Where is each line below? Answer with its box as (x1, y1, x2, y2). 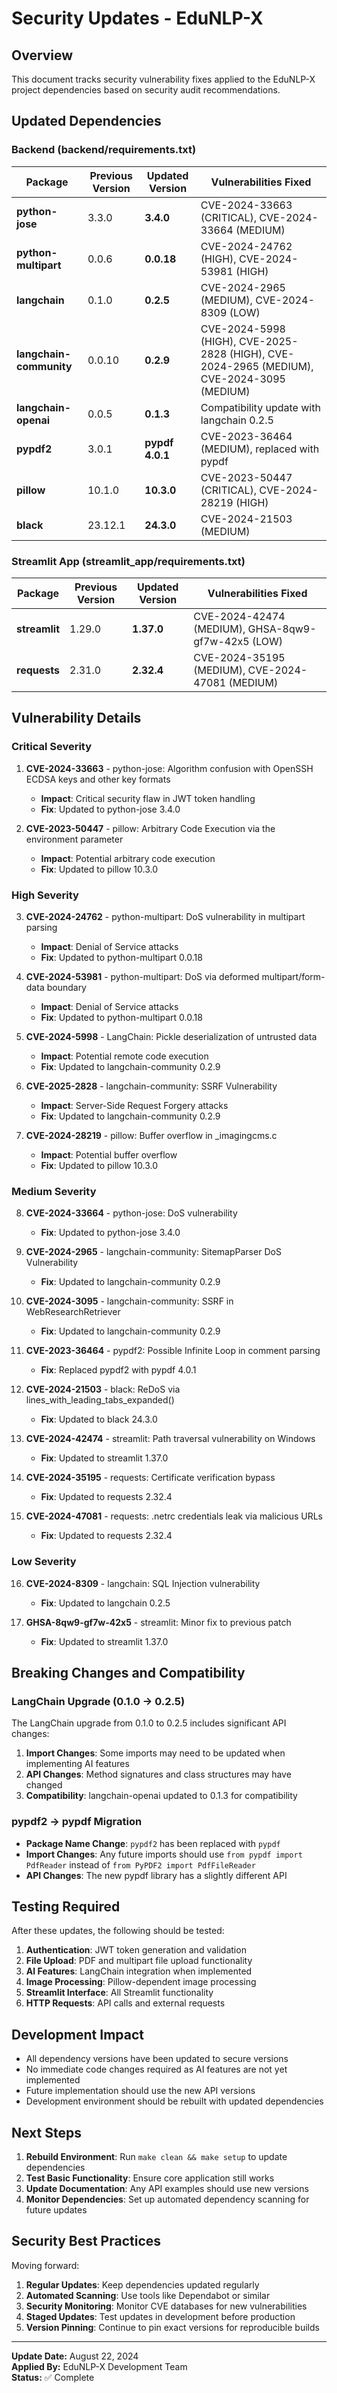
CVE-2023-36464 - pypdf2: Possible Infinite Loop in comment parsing (25, 1345, 321, 1357)
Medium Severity (11, 1184, 97, 1198)
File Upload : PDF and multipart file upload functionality (25, 1955, 253, 1967)
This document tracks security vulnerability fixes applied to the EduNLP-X (11, 73, 316, 85)
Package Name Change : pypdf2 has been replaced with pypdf (25, 1837, 281, 1849)
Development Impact (11, 2026, 144, 2043)
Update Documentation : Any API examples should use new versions (25, 2182, 309, 2194)
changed (25, 1779, 63, 1791)
